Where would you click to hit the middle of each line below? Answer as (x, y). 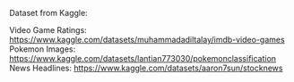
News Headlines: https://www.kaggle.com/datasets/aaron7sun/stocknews (146, 68)
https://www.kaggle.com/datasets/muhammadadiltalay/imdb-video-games (147, 40)
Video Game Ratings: (48, 30)
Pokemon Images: (43, 49)
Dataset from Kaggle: (48, 13)
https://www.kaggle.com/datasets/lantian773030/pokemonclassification (143, 58)
